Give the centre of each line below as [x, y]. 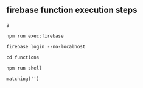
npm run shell [24, 68]
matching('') [23, 79]
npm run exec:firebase [35, 36]
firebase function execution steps [72, 10]
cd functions [23, 57]
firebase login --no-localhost [46, 46]
